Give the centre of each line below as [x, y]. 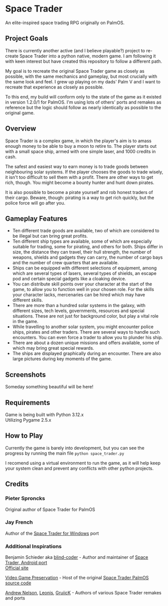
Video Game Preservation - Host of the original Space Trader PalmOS [77, 578]
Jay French [19, 522]
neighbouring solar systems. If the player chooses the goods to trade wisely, [84, 172]
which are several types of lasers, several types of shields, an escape [85, 273]
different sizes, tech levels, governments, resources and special [78, 311]
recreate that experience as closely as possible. [55, 87]
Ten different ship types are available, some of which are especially [82, 241]
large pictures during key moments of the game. [62, 359]
